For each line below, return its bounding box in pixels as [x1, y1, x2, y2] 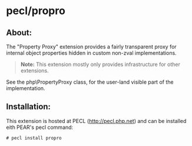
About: [6, 28, 32, 38]
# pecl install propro [6, 135, 62, 141]
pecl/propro [6, 4, 66, 18]
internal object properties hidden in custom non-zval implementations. [6, 49, 177, 57]
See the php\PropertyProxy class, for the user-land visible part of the [6, 78, 174, 85]
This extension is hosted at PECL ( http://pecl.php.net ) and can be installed [6, 117, 187, 124]
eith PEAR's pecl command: [6, 124, 74, 131]
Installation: [6, 102, 51, 112]
